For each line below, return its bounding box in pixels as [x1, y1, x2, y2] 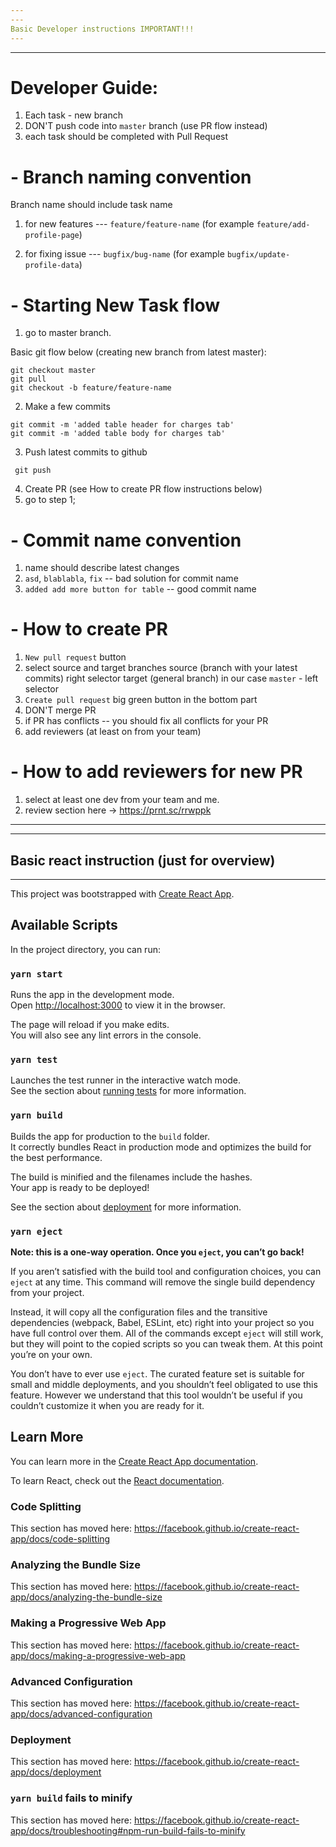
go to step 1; [24, 494, 76, 506]
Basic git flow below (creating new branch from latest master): [10, 346, 267, 358]
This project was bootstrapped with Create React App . [10, 887, 235, 900]
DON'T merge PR [24, 704, 97, 716]
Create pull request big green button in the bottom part [24, 694, 258, 706]
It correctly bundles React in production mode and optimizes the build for [10, 1141, 312, 1153]
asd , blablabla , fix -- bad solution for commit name [24, 572, 239, 585]
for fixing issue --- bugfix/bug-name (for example [24, 248, 225, 260]
